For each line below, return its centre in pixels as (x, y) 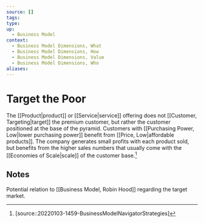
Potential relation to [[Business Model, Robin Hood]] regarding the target (97, 189)
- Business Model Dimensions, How (55, 52)
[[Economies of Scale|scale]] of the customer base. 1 (72, 155)
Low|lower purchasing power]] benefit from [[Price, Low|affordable (90, 135)
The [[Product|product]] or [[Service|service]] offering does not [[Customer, (102, 116)
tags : (13, 18)
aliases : (17, 69)
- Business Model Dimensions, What (57, 46)
